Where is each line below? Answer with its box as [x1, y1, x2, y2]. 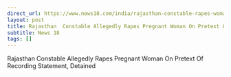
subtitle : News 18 [7, 29, 60, 36]
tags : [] [7, 36, 32, 43]
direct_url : [7, 10, 41, 17]
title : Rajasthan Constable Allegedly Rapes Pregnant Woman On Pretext [7, 23, 220, 30]
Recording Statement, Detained [7, 62, 96, 70]
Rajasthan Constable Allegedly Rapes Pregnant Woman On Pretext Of [7, 54, 204, 63]
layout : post [7, 16, 45, 23]
